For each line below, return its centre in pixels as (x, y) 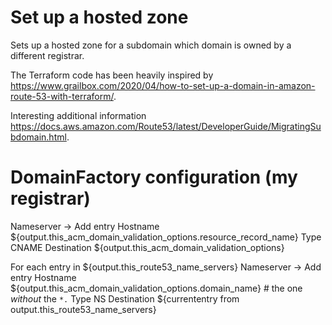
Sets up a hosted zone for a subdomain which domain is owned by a (151, 45)
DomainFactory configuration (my (154, 177)
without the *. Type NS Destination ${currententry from (125, 298)
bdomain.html (38, 137)
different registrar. (47, 55)
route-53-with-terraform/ (62, 96)
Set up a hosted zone (99, 17)
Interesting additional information (78, 115)
